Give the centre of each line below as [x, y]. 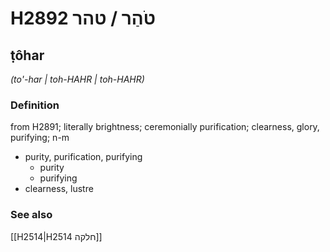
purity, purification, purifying [83, 157]
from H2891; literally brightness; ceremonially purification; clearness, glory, [165, 127]
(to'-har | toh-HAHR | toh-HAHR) [77, 79]
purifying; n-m [40, 138]
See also [31, 215]
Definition [35, 105]
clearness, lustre [59, 189]
